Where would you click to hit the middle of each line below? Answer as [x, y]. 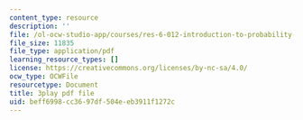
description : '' [40, 26]
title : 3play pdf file [52, 93]
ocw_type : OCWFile [44, 77]
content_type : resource [54, 18]
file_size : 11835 [42, 43]
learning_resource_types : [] [64, 60]
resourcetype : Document [54, 85]
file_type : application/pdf [62, 51]
